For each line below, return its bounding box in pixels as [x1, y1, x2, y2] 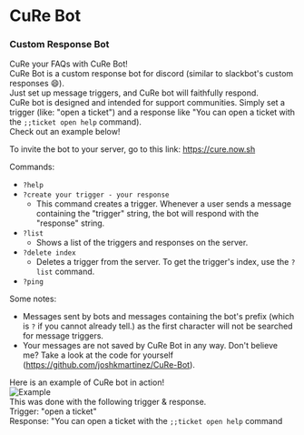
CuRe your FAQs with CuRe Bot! [9, 58, 129, 69]
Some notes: [9, 293, 57, 305]
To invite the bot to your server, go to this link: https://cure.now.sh [9, 144, 256, 155]
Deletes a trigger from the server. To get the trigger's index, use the [35, 257, 289, 268]
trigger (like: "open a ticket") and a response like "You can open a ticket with [9, 106, 296, 118]
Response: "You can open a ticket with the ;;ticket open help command [9, 416, 283, 427]
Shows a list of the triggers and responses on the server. [35, 238, 249, 248]
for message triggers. [22, 330, 104, 341]
